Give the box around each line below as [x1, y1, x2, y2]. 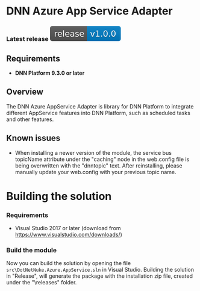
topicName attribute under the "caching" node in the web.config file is [14, 155, 190, 163]
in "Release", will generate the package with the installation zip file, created [6, 272, 193, 280]
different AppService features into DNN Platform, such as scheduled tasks [6, 109, 191, 116]
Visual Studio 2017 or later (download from [14, 225, 121, 232]
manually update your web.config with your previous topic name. [14, 168, 177, 175]
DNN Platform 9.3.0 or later [14, 69, 85, 77]
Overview [6, 87, 44, 97]
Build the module [6, 246, 57, 254]
